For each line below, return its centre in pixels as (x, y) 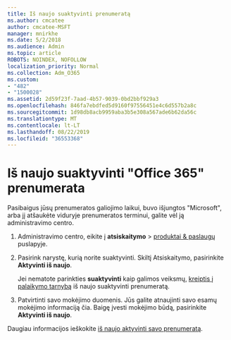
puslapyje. (32, 244)
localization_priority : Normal (53, 66)
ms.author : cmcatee (36, 20)
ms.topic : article (34, 54)
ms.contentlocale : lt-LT (44, 125)
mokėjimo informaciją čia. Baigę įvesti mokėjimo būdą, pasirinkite (112, 308)
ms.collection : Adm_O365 (44, 73)
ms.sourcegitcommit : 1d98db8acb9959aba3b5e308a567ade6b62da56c (102, 112)
